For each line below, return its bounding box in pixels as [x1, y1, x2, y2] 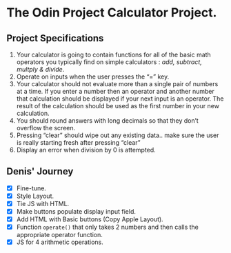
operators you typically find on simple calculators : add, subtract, [16, 58, 203, 66]
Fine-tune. [16, 184, 46, 192]
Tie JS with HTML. [16, 199, 70, 208]
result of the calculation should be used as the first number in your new [16, 102, 220, 110]
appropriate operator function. [16, 231, 103, 239]
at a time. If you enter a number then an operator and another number [16, 88, 215, 95]
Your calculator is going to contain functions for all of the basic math [16, 50, 211, 59]
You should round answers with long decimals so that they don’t [16, 117, 199, 125]
